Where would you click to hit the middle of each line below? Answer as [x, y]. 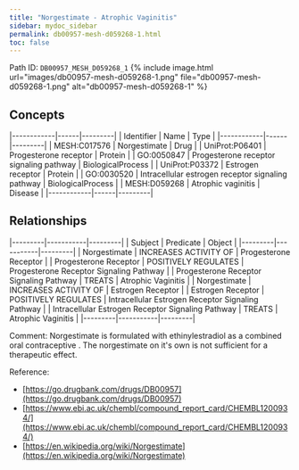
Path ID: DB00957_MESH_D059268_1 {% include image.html [112, 68]
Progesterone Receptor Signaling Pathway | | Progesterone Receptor [135, 271]
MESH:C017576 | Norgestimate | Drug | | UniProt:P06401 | [160, 146]
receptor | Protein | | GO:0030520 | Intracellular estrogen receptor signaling [148, 174]
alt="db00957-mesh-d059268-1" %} [140, 87]
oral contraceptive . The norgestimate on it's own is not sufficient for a [138, 345]
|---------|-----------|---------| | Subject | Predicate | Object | [123, 243]
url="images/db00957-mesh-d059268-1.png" [94, 78]
